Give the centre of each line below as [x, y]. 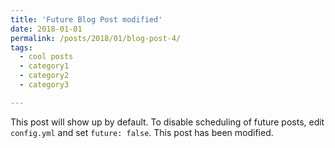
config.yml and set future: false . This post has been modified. [142, 132]
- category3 [44, 85]
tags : [21, 47]
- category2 [44, 76]
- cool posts [46, 57]
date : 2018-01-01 [46, 29]
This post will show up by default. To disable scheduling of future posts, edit [167, 122]
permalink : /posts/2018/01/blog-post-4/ [96, 38]
